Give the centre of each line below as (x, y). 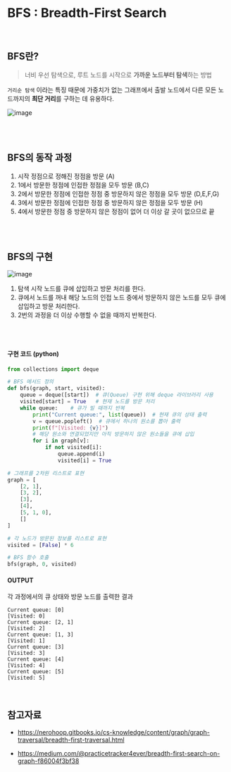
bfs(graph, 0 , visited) (42, 564)
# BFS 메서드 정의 (31, 382)
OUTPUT (20, 580)
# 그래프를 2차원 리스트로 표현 (46, 473)
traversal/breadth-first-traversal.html (71, 740)
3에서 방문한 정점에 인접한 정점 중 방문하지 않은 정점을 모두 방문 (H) (110, 202)
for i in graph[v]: (61, 441)
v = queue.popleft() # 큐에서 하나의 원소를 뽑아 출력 (107, 421)
